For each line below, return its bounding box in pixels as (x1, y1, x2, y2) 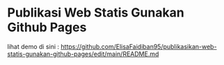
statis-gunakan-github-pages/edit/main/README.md (7, 50, 159, 58)
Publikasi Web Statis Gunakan (7, 5, 184, 21)
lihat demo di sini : (7, 42, 60, 50)
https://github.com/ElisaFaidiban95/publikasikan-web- (61, 42, 217, 50)
